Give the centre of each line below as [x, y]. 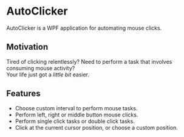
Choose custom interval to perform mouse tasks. [76, 108]
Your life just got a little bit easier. [48, 75]
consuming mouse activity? [41, 68]
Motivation [27, 47]
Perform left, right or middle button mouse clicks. [77, 115]
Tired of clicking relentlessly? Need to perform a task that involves [89, 61]
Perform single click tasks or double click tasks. [75, 121]
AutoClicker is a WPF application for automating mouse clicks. [84, 28]
